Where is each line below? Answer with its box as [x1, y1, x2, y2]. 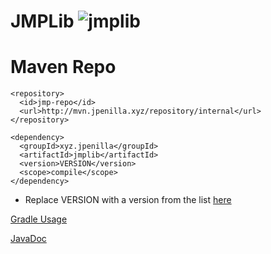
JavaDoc [10, 233, 47, 245]
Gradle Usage [10, 213, 68, 225]
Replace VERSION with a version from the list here [24, 194, 232, 206]
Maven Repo [10, 56, 117, 79]
